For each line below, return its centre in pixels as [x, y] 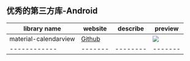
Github [91, 38]
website [95, 28]
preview [167, 28]
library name [42, 28]
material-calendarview [42, 38]
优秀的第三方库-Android [52, 11]
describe [131, 28]
